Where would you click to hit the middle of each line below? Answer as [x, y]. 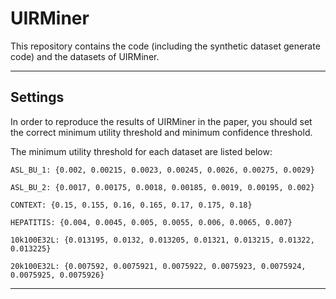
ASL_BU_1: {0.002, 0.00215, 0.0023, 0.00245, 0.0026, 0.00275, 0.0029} [162, 170]
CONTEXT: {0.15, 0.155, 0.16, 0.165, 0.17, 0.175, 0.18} [131, 205]
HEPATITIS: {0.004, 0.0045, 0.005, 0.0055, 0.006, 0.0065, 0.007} [151, 222]
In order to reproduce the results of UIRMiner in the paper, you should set [161, 121]
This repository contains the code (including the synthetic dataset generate [165, 46]
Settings [37, 97]
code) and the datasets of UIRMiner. [85, 56]
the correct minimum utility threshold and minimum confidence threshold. [161, 132]
